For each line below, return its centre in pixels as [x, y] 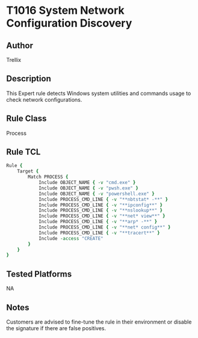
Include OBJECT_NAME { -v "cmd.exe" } [87, 183]
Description [29, 79]
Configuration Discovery [69, 23]
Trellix [14, 60]
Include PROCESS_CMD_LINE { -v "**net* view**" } [102, 216]
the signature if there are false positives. [56, 328]
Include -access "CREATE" [71, 238]
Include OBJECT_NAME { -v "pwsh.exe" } [88, 188]
